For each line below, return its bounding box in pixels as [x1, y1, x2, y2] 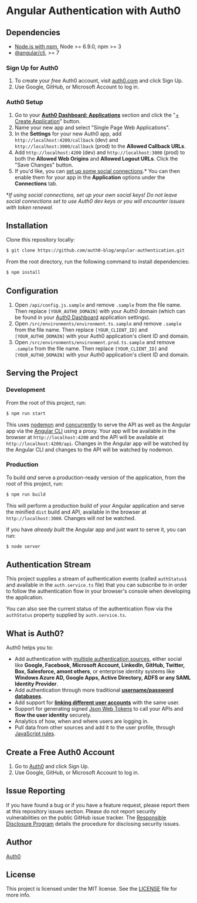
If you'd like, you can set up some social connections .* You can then [14, 167, 181, 174]
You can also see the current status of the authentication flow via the [6, 605, 173, 612]
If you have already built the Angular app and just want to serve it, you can [6, 526, 186, 533]
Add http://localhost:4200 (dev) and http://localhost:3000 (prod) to [14, 148, 185, 156]
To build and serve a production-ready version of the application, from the [6, 474, 186, 481]
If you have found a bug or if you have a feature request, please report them [6, 802, 190, 809]
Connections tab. [14, 180, 57, 187]
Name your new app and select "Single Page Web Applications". [14, 124, 170, 131]
